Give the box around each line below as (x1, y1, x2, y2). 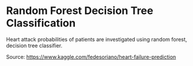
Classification (6, 16, 76, 30)
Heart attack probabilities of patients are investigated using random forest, (6, 36, 188, 43)
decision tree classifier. (6, 42, 63, 49)
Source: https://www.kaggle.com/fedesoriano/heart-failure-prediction (6, 53, 176, 60)
